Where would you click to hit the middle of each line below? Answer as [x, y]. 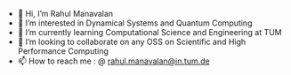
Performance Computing [63, 51]
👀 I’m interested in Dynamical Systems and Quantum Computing [135, 23]
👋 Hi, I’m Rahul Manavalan [65, 14]
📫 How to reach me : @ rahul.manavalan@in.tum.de [114, 61]
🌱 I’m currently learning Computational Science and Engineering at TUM [150, 32]
